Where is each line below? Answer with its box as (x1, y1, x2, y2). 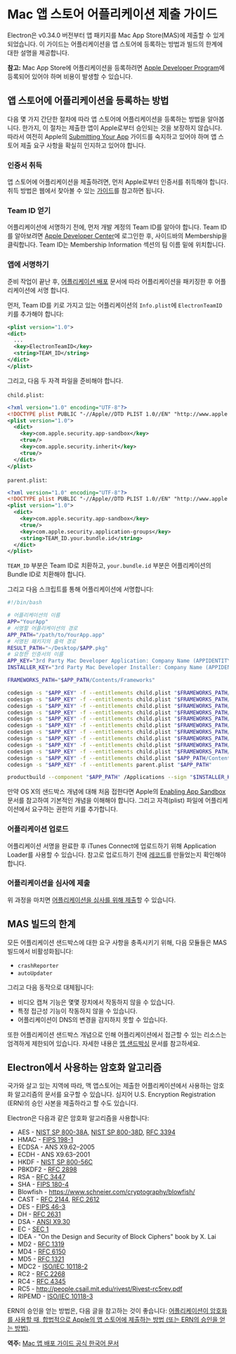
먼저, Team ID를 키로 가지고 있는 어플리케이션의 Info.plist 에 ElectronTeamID (7, 301, 223, 309)
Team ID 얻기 (7, 205, 51, 215)
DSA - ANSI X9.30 (17, 1218, 70, 1226)
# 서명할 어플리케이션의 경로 (7, 624, 78, 632)
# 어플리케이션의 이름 (7, 612, 60, 619)
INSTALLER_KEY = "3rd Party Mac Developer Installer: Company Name (7, 664, 202, 671)
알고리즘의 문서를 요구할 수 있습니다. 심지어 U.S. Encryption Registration (14, 1090, 216, 1099)
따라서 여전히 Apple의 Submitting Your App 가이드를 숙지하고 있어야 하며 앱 (7, 132, 217, 140)
